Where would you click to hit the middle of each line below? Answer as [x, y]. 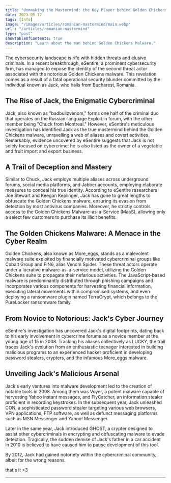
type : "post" [19, 34]
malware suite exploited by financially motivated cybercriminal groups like [83, 259]
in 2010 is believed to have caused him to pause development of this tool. [82, 445]
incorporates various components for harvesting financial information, [79, 286]
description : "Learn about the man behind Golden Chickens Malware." [81, 43]
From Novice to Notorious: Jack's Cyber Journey [84, 319]
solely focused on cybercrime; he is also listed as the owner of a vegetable [84, 145]
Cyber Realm [26, 241]
